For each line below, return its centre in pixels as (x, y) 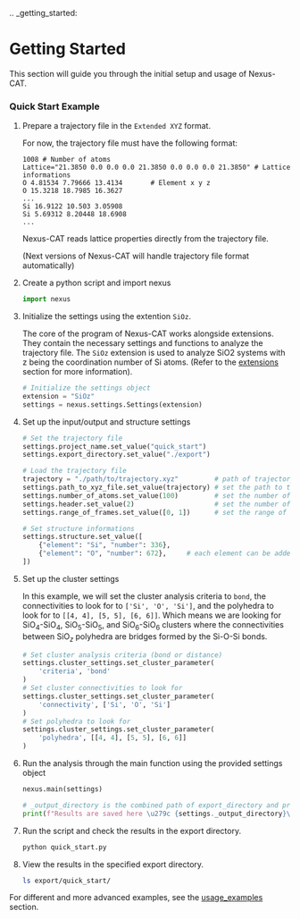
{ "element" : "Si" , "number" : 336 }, (105, 545)
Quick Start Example (54, 106)
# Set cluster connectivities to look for (102, 688)
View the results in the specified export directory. (112, 864)
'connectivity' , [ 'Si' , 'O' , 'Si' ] (105, 704)
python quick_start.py (64, 847)
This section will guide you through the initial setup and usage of (128, 73)
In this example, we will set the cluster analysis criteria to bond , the (144, 596)
